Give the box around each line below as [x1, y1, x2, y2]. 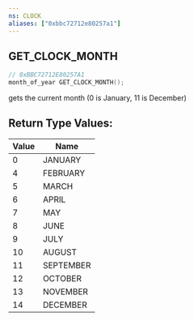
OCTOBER [43, 272, 82, 284]
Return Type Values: [8, 117, 113, 131]
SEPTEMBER [43, 259, 91, 271]
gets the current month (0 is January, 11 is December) [8, 93, 188, 103]
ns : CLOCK [8, 11, 42, 20]
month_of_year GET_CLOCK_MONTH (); [8, 79, 125, 87]
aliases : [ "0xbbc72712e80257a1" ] [8, 19, 121, 28]
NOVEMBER [43, 285, 89, 297]
